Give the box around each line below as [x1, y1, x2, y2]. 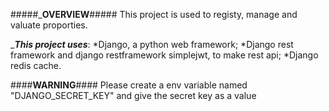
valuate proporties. [10, 19, 88, 31]
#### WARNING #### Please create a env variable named [10, 79, 248, 91]
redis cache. [10, 60, 62, 71]
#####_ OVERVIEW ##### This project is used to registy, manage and [10, 9, 298, 20]
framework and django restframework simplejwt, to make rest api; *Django [10, 49, 319, 61]
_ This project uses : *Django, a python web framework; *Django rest [10, 39, 294, 50]
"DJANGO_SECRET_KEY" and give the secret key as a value [10, 90, 257, 101]
